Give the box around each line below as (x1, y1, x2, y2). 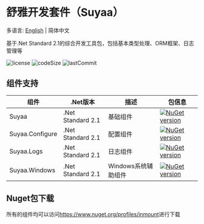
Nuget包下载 (6, 193, 55, 203)
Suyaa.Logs (9, 147, 43, 155)
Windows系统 (108, 162, 147, 170)
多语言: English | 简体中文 (6, 27, 70, 34)
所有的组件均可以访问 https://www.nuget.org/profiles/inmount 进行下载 (6, 210, 180, 218)
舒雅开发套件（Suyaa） (6, 5, 124, 19)
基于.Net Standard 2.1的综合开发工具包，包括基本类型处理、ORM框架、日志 (6, 39, 194, 47)
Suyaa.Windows (9, 166, 56, 174)
